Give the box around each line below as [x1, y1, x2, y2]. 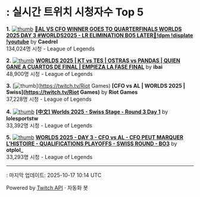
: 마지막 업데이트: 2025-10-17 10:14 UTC [6, 171, 102, 179]
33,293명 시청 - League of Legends [6, 153, 93, 160]
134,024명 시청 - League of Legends [6, 45, 95, 52]
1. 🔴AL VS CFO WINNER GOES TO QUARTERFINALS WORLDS [6, 25, 182, 33]
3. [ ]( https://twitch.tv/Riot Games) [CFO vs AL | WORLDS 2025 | [6, 82, 186, 89]
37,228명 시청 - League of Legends [6, 96, 92, 103]
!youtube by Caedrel [6, 38, 58, 45]
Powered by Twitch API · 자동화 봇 [6, 184, 88, 191]
